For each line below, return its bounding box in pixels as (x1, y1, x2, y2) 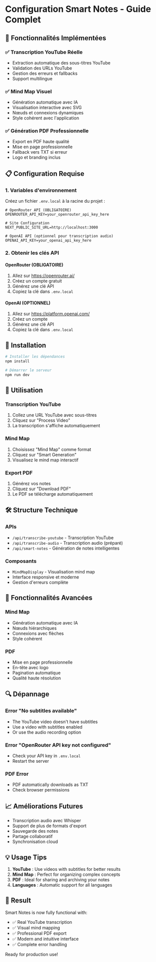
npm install (5, 359, 30, 364)
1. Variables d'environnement (5, 187, 77, 194)
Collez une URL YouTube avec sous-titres (12, 412, 97, 418)
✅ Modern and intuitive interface (12, 936, 79, 942)
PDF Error (5, 770, 29, 777)
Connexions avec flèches (12, 630, 64, 636)
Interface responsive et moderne (12, 574, 79, 580)
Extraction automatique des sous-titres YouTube (12, 59, 111, 65)
